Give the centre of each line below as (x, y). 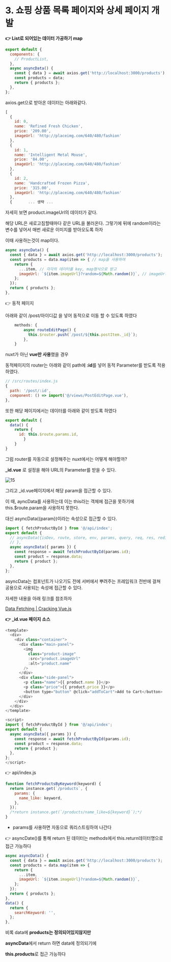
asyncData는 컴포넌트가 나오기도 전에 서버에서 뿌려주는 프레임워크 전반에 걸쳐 (83, 581)
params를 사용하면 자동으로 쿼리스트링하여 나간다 (62, 828)
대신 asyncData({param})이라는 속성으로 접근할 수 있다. (61, 518)
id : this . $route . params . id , (49, 434)
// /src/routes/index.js (32, 381)
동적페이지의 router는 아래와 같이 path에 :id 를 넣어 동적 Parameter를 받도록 (81, 365)
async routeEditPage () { (50, 330)
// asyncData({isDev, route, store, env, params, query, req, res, (83, 538)
